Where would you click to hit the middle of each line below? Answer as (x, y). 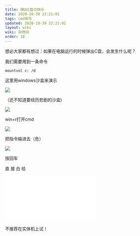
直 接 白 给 (15, 168)
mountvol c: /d (20, 71)
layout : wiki (18, 28)
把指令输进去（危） (24, 139)
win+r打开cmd (19, 119)
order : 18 (15, 37)
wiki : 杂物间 (17, 32)
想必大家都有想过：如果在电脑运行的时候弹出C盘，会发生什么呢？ (70, 51)
